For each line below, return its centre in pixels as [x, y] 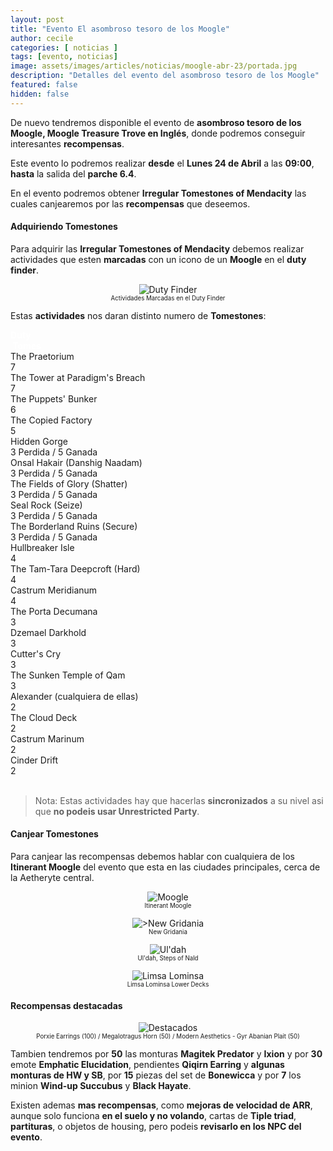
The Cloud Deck [44, 717]
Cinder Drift [34, 760]
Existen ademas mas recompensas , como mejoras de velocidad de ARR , [161, 1105]
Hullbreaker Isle [42, 547]
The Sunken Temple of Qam [68, 675]
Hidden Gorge [39, 441]
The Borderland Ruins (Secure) [74, 526]
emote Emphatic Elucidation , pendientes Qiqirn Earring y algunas [147, 1065]
